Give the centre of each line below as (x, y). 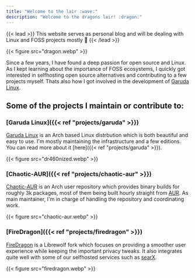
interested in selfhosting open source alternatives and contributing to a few (96, 75)
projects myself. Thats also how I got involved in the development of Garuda (97, 81)
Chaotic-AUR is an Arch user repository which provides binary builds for (93, 187)
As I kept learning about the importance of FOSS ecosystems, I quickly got (96, 68)
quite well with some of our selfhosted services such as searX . (81, 257)
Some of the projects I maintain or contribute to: (95, 106)
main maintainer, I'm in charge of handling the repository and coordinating (95, 199)
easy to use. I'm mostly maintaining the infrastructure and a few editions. (94, 142)
